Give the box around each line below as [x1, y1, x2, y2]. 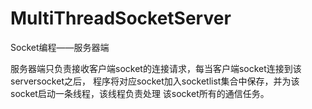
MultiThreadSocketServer [10, 7, 232, 30]
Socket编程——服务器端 [10, 41, 110, 53]
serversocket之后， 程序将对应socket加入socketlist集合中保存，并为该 [10, 75, 300, 87]
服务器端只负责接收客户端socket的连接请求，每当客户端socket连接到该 [10, 62, 302, 74]
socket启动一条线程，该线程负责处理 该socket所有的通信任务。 [10, 87, 270, 99]
